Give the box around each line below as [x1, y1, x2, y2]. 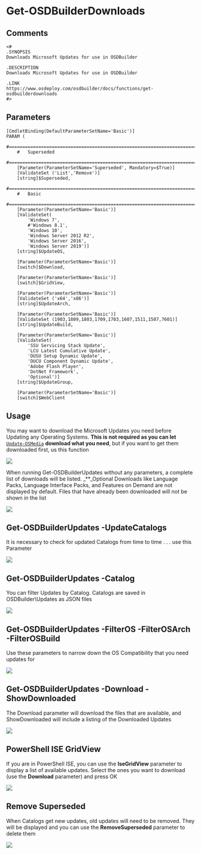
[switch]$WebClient [17, 394, 66, 401]
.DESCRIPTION [6, 65, 39, 71]
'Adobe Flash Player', [28, 363, 84, 369]
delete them [6, 829, 36, 837]
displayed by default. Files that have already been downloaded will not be [6, 488, 187, 495]
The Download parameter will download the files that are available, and [6, 709, 181, 717]
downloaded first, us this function [6, 446, 89, 453]
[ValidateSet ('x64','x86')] [17, 295, 90, 301]
